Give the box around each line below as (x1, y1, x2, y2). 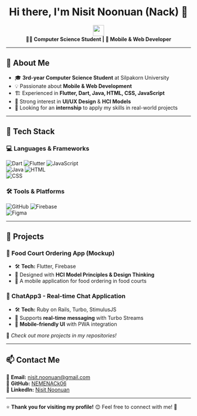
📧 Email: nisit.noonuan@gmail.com (6, 373, 91, 380)
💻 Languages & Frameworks (6, 145, 90, 153)
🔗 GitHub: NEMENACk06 (6, 380, 67, 387)
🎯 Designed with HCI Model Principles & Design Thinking (14, 271, 155, 278)
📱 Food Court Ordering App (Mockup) (6, 249, 115, 257)
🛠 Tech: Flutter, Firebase (14, 263, 76, 270)
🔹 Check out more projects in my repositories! (6, 332, 117, 339)
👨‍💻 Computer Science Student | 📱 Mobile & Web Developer (25, 35, 172, 43)
